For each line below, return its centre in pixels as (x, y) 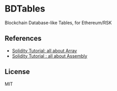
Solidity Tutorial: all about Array (44, 50)
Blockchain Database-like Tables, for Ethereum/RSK (58, 23)
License (17, 72)
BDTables (25, 9)
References (23, 38)
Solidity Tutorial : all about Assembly (49, 56)
